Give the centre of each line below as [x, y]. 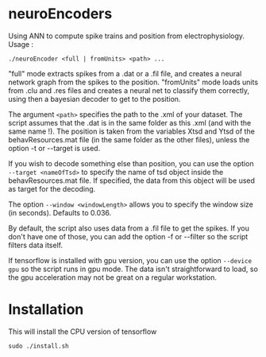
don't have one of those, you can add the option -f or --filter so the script [128, 236]
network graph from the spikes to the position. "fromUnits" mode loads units [133, 82]
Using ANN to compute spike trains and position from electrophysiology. [126, 36]
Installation [46, 310]
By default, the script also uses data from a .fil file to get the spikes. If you [129, 228]
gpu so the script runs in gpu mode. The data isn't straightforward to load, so [133, 269]
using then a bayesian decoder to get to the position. [94, 99]
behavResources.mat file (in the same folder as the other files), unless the [129, 139]
